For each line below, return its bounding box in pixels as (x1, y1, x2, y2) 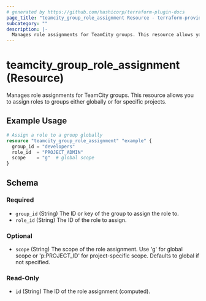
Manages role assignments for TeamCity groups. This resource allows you (6, 91, 194, 99)
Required (6, 196, 34, 204)
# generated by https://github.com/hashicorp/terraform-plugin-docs (6, 9, 185, 15)
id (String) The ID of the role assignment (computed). (15, 288, 150, 295)
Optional (6, 231, 32, 240)
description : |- (6, 26, 48, 32)
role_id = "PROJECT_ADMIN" (12, 149, 84, 155)
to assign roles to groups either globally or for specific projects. (6, 98, 167, 105)
